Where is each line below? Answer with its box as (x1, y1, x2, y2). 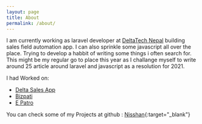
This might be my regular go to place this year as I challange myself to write (6, 56, 197, 64)
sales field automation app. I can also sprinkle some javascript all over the (6, 43, 192, 50)
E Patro (15, 99, 33, 106)
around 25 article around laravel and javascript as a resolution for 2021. (6, 63, 185, 70)
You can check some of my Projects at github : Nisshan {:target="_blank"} (6, 111, 190, 119)
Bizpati (15, 92, 33, 100)
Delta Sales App (15, 86, 56, 94)
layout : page (6, 9, 40, 15)
